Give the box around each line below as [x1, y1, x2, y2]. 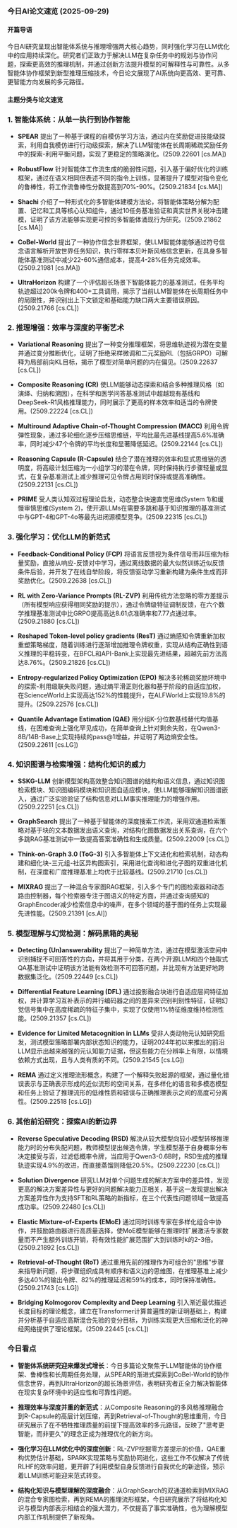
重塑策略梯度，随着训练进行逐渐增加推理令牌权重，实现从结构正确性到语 [17, 640, 228, 649]
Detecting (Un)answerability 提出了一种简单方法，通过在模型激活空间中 [17, 946, 228, 954]
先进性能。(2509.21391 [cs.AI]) [17, 908, 108, 918]
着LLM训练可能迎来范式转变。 [17, 1471, 105, 1479]
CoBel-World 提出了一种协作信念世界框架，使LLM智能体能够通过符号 [17, 238, 219, 246]
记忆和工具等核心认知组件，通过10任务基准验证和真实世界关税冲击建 [30, 207, 229, 215]
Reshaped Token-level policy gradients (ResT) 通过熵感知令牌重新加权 [17, 632, 226, 640]
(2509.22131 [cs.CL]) [17, 480, 79, 489]
